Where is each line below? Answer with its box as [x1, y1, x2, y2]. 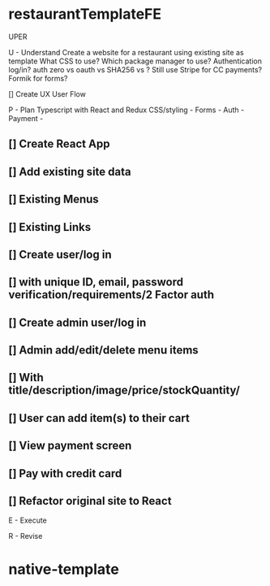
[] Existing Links [8, 220, 92, 234]
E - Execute [8, 515, 47, 525]
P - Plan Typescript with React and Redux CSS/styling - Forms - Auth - [8, 105, 245, 115]
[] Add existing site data [8, 164, 131, 179]
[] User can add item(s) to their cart [8, 411, 191, 425]
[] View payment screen [8, 439, 132, 453]
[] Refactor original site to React [8, 494, 172, 508]
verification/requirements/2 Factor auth [8, 288, 215, 302]
